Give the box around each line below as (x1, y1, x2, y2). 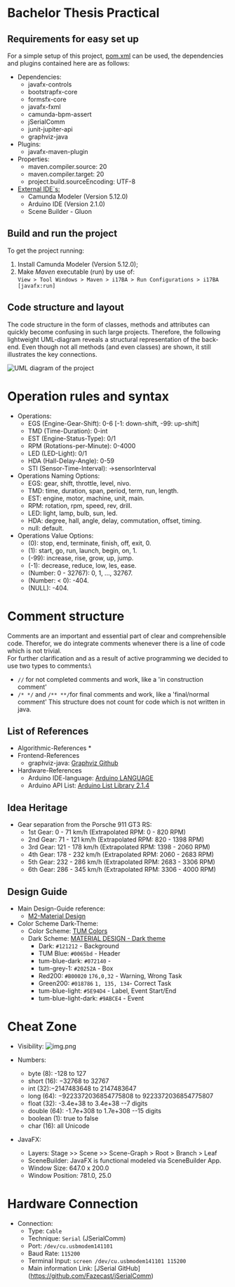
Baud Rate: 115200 (27, 1249, 81, 1257)
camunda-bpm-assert (27, 110, 92, 118)
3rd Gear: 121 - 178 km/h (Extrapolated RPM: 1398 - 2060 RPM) (27, 843, 210, 851)
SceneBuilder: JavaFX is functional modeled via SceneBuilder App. (27, 1156, 222, 1165)
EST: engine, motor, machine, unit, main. (27, 494, 145, 502)
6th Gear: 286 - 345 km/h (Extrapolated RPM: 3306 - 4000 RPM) (27, 866, 216, 874)
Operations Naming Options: (17, 471, 100, 480)
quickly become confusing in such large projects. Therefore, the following (7, 327, 221, 336)
